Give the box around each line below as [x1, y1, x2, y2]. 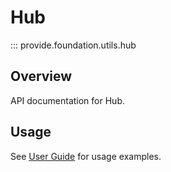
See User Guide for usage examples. [10, 150, 162, 162]
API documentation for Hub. [10, 94, 125, 106]
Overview [10, 68, 73, 85]
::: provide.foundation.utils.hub [10, 39, 137, 51]
